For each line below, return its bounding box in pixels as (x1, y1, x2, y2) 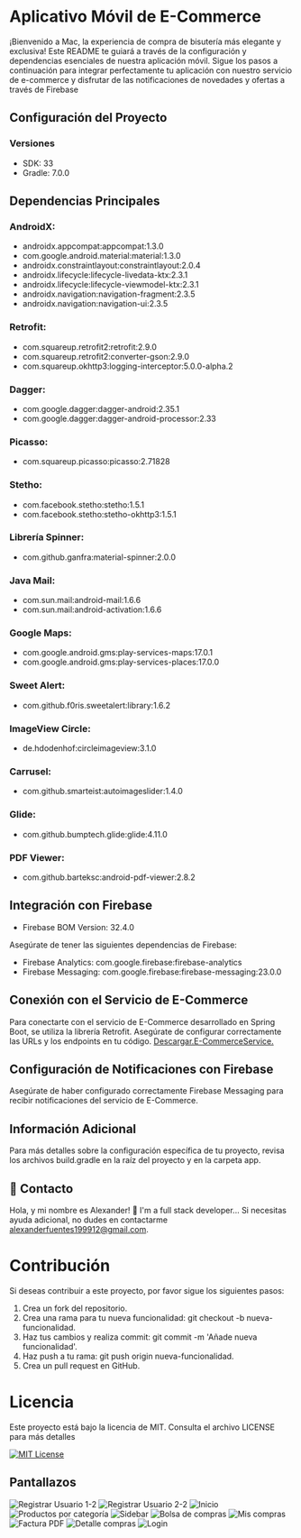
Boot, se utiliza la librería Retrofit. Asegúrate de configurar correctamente (9, 1026, 282, 1037)
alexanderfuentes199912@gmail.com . (9, 1223, 149, 1234)
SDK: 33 (22, 158, 54, 169)
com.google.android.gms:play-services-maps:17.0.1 (22, 647, 214, 658)
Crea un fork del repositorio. (22, 1303, 128, 1314)
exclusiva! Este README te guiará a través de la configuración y (9, 45, 247, 56)
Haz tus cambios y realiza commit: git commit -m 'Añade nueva (22, 1332, 258, 1342)
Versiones (9, 137, 56, 150)
